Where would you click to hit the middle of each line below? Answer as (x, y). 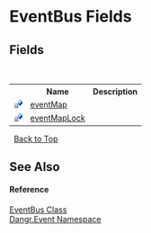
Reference (29, 190)
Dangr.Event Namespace (55, 220)
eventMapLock (58, 118)
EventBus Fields (71, 17)
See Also (35, 167)
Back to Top (36, 139)
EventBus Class (38, 210)
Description (115, 91)
